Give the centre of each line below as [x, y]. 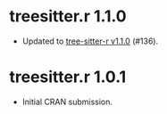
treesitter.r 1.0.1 [68, 77]
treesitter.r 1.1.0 [68, 16]
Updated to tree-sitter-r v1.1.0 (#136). [90, 41]
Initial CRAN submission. [67, 102]
